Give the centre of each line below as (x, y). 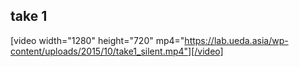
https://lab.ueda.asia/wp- (236, 40)
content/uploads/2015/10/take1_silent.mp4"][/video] (117, 51)
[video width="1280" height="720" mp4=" (97, 40)
